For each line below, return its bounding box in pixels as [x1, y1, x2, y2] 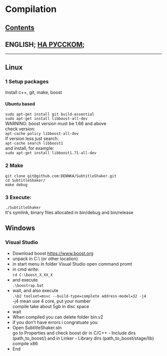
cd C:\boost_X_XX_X [12, 272, 53, 278]
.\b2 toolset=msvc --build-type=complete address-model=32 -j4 [12, 294, 147, 299]
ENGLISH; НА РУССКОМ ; [5, 40, 85, 48]
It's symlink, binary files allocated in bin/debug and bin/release [5, 209, 134, 215]
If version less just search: [5, 136, 59, 142]
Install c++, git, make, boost [5, 89, 62, 95]
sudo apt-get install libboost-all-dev [5, 116, 88, 121]
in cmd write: [12, 266, 40, 272]
